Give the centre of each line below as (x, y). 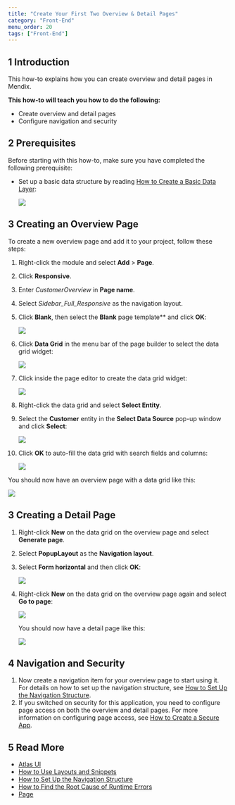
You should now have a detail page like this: (82, 628)
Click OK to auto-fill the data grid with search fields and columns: (113, 453)
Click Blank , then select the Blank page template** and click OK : (112, 317)
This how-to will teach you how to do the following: (84, 100)
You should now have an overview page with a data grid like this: (102, 480)
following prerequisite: (40, 168)
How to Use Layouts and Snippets (67, 772)
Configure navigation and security (68, 121)
